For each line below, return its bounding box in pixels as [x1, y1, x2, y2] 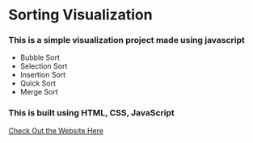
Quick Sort [19, 78, 57, 88]
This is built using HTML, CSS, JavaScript [8, 107, 175, 119]
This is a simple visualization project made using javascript [8, 35, 245, 46]
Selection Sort [19, 61, 68, 71]
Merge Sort [19, 87, 58, 97]
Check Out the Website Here [8, 125, 103, 135]
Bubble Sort [19, 53, 61, 62]
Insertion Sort [19, 70, 66, 80]
